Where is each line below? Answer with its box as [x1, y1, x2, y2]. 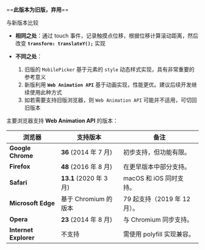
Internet [9, 226, 34, 234]
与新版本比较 [6, 19, 38, 26]
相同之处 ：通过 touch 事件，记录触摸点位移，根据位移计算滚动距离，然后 [15, 32, 199, 39]
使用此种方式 [29, 89, 62, 96]
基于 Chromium [60, 195, 105, 203]
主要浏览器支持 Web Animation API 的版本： [6, 117, 119, 124]
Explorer [9, 233, 35, 241]
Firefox [9, 162, 31, 170]
